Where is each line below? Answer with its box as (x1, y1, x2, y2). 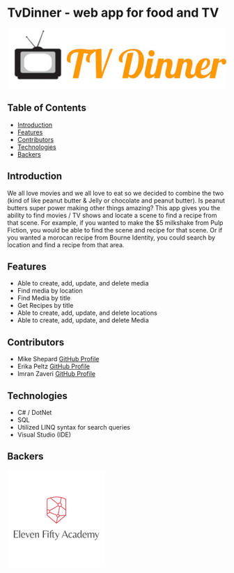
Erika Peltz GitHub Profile (17, 362, 91, 370)
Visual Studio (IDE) (17, 430, 72, 439)
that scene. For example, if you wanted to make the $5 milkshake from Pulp (7, 218, 224, 227)
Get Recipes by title (17, 301, 74, 310)
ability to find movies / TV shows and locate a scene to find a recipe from (7, 211, 217, 219)
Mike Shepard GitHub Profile (17, 355, 100, 363)
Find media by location (17, 287, 83, 295)
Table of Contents (7, 102, 87, 114)
